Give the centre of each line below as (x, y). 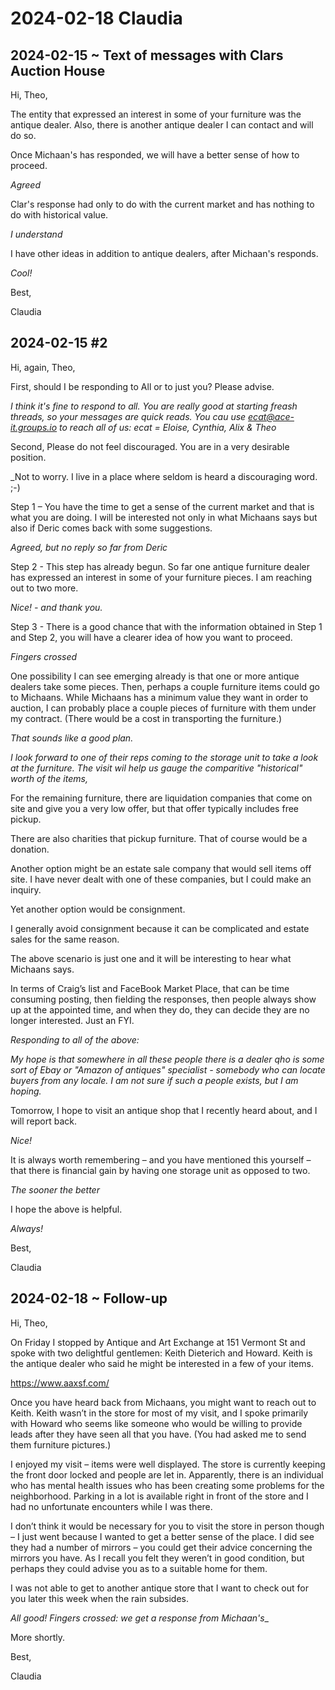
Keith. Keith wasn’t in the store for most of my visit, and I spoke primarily (159, 1413)
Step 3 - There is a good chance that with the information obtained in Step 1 (166, 626)
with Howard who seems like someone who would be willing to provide (156, 1423)
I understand (36, 234)
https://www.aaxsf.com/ (60, 1383)
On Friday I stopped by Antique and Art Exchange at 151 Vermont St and (158, 1342)
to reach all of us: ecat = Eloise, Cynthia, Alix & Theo (168, 427)
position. (28, 457)
